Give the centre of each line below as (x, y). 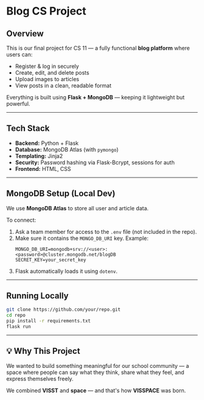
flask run (19, 327)
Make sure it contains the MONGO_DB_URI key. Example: (82, 238)
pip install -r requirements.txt (49, 321)
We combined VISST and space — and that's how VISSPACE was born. (96, 390)
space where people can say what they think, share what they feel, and (95, 372)
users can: (19, 55)
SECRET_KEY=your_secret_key (50, 260)
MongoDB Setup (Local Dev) (61, 194)
